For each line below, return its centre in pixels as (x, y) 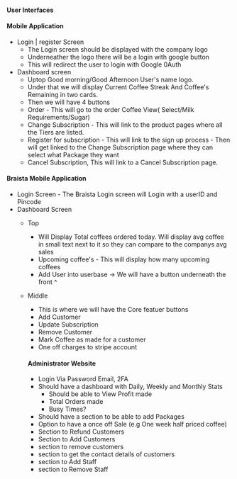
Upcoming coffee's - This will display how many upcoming (124, 259)
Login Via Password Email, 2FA (83, 379)
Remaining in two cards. (63, 94)
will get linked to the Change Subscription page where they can (120, 147)
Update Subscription (68, 325)
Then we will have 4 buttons (69, 102)
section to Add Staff (67, 462)
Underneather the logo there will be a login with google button (118, 57)
